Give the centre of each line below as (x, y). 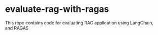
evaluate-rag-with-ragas (57, 9)
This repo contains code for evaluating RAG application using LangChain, (79, 23)
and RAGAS (17, 28)
